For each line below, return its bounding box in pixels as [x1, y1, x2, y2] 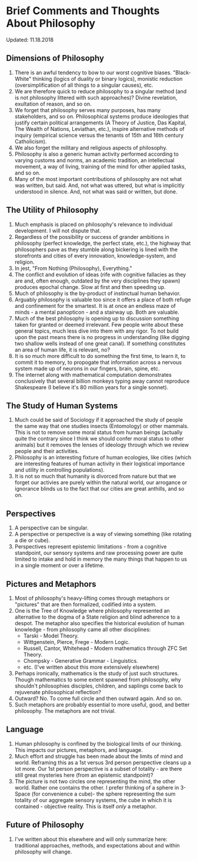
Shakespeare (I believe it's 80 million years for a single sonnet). [14, 383, 169, 390]
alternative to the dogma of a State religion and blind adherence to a [14, 613, 181, 620]
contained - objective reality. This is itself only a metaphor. [14, 803, 157, 810]
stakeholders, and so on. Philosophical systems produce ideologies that [14, 113, 189, 120]
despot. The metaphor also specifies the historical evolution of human [14, 620, 185, 626]
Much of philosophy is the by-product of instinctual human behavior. [14, 290, 181, 297]
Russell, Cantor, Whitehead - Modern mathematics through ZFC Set [23, 645, 187, 652]
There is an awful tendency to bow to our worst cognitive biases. [14, 69, 172, 76]
